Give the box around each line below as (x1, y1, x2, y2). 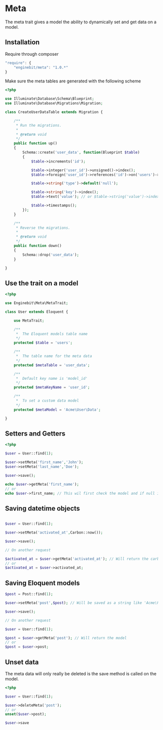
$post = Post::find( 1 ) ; (5, 592, 53, 597)
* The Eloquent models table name (16, 331, 88, 336)
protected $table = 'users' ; (14, 341, 73, 345)
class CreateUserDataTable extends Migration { (5, 110, 103, 114)
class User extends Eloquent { (5, 309, 68, 314)
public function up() (14, 141, 57, 146)
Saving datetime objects (5, 504, 80, 512)
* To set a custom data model (16, 398, 79, 403)
